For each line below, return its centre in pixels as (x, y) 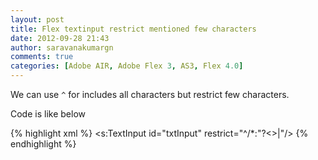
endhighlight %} (43, 144)
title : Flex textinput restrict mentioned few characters (133, 29)
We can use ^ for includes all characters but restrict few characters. (150, 94)
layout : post (37, 19)
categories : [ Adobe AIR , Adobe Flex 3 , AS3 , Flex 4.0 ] (127, 66)
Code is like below (48, 114)
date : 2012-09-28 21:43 (60, 38)
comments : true (42, 57)
